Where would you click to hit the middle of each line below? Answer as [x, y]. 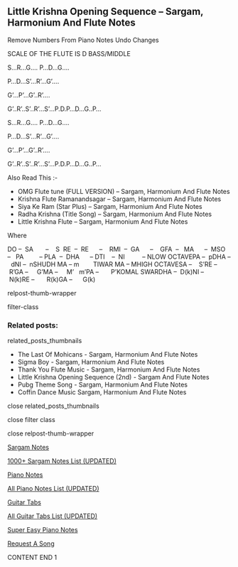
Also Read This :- [33, 178]
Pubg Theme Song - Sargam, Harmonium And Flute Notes [103, 385]
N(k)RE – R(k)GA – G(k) [52, 279]
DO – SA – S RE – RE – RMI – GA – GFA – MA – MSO [117, 249]
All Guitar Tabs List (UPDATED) [53, 516]
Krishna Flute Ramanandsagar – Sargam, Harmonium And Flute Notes [119, 199]
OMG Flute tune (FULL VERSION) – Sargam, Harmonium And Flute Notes [124, 191]
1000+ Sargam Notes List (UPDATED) [62, 461]
